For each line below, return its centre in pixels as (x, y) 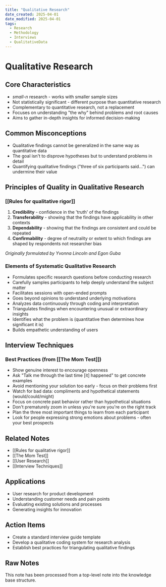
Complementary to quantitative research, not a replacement (73, 107)
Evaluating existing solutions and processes (57, 504)
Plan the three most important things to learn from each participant (81, 412)
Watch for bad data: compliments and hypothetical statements (76, 391)
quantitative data (29, 150)
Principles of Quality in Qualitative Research (75, 187)
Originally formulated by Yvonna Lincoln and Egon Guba (63, 253)
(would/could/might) (33, 397)
